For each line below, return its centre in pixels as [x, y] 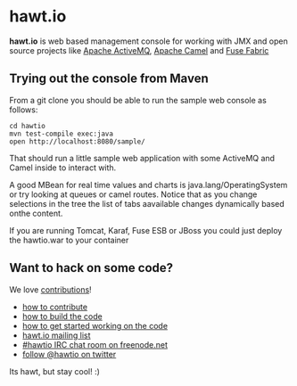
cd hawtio [28, 126]
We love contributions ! [50, 289]
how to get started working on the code [95, 325]
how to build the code [62, 316]
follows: [24, 110]
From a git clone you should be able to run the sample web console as [138, 100]
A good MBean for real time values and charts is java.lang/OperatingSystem [148, 185]
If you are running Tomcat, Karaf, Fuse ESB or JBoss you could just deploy [146, 230]
